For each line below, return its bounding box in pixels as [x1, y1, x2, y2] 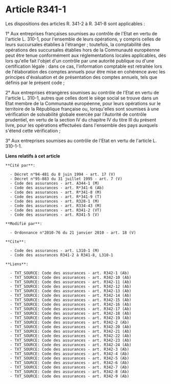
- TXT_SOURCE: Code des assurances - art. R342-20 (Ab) [10, 324, 132, 329]
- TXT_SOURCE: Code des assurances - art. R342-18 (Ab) [10, 311, 132, 316]
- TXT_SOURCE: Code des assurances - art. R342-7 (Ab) [10, 365, 130, 370]
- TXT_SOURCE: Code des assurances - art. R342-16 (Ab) [10, 301, 132, 307]
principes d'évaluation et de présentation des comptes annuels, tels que [5, 74, 158, 80]
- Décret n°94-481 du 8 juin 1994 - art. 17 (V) [10, 172, 116, 177]
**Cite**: [5, 239, 27, 244]
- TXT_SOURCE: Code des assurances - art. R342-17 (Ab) [10, 306, 132, 311]
